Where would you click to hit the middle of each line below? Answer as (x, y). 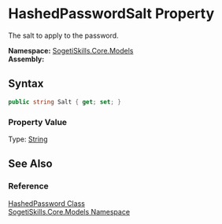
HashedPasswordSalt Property (111, 14)
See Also (30, 164)
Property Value (38, 122)
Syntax (26, 84)
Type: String (28, 139)
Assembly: (26, 59)
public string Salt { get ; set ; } (65, 102)
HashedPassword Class (46, 203)
